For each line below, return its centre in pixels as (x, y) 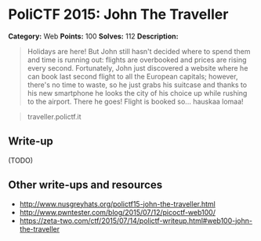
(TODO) (21, 160)
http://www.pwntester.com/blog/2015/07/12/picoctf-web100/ (117, 212)
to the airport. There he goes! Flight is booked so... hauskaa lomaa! (136, 101)
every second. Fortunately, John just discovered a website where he (138, 68)
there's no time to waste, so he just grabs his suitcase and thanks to (137, 85)
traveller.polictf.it (54, 116)
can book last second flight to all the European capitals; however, (132, 76)
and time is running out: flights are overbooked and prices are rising (137, 60)
